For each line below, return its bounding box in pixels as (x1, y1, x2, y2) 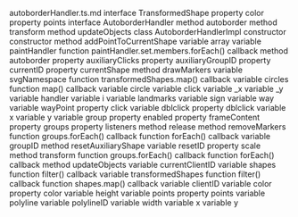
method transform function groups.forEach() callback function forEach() (9, 150, 275, 160)
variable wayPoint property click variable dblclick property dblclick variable (9, 103, 286, 113)
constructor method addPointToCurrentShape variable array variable (9, 36, 261, 46)
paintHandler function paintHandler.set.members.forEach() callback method (9, 46, 288, 56)
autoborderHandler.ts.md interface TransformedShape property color (9, 8, 265, 18)
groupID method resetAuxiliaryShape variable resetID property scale (9, 140, 261, 151)
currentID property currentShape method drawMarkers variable (9, 64, 244, 75)
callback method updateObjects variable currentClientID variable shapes (9, 160, 277, 170)
